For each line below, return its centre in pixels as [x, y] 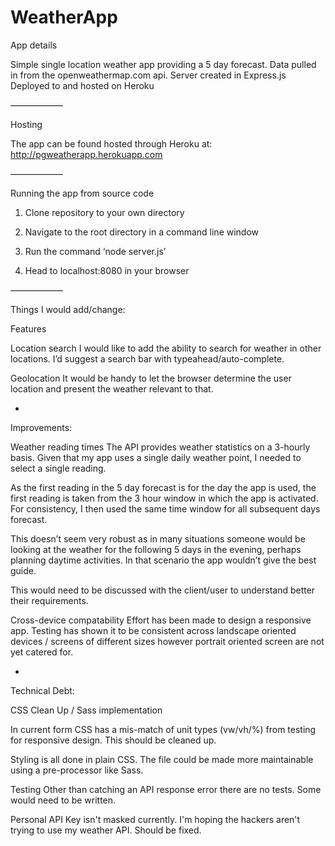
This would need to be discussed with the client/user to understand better [163, 590]
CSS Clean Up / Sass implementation [86, 710]
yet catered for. [42, 652]
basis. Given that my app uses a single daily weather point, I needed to [156, 457]
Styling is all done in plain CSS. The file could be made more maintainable [162, 759]
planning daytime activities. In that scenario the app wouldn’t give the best [163, 560]
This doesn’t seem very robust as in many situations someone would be [158, 538]
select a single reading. [58, 468]
